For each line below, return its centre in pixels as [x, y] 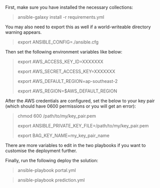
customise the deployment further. [41, 151]
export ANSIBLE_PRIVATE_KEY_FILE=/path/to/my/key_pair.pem [83, 126]
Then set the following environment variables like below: [64, 52]
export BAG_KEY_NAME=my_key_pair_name [63, 135]
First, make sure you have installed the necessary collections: [69, 7]
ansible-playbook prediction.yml [51, 180]
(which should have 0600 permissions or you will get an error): [71, 106]
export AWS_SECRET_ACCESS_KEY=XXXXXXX [66, 71]
